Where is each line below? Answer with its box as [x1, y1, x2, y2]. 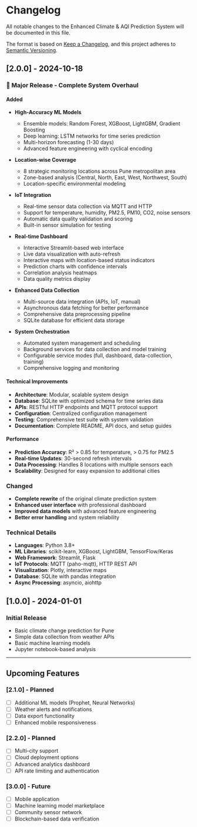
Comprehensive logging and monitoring [23, 365, 120, 372]
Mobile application [14, 795, 60, 802]
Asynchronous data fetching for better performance [23, 304, 149, 311]
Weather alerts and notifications [14, 706, 92, 713]
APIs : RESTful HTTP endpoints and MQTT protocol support [14, 403, 158, 410]
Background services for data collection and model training [23, 346, 167, 353]
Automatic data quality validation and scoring [23, 215, 133, 223]
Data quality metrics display [23, 275, 91, 283]
